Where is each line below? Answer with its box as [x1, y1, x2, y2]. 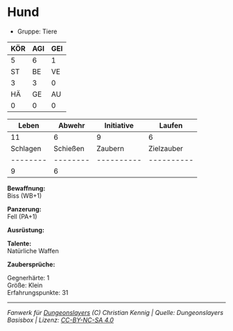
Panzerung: [7, 204, 42, 213]
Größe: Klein [7, 281, 43, 289]
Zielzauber [148, 143, 184, 153]
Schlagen [10, 143, 42, 153]
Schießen [53, 143, 85, 153]
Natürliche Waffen [7, 246, 59, 255]
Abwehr [58, 120, 85, 130]
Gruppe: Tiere [17, 27, 58, 35]
